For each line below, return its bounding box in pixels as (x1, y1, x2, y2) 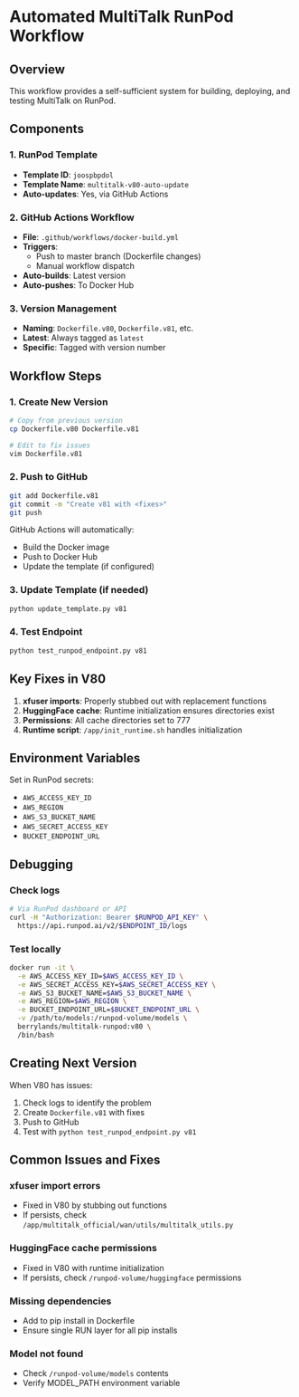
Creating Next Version (9, 1056, 137, 1071)
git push (9, 508, 42, 517)
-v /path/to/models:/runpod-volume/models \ (17, 1014, 188, 1023)
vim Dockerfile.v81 (9, 449, 83, 458)
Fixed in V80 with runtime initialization (22, 1262, 164, 1273)
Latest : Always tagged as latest (22, 332, 145, 343)
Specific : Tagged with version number (22, 342, 166, 353)
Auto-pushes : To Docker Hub (22, 279, 135, 291)
